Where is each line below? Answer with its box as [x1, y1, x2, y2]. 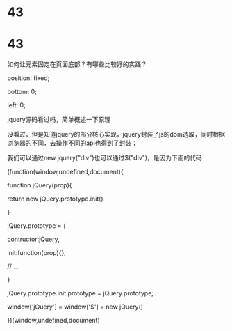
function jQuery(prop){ [7, 181, 72, 190]
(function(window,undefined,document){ [7, 168, 124, 176]
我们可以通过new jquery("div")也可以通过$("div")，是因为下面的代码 [7, 154, 203, 162]
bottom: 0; [7, 88, 37, 96]
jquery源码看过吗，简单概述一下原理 [7, 116, 111, 124]
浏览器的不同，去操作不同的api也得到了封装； [7, 139, 138, 147]
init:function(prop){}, [7, 249, 66, 257]
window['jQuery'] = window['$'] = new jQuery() [7, 302, 144, 311]
